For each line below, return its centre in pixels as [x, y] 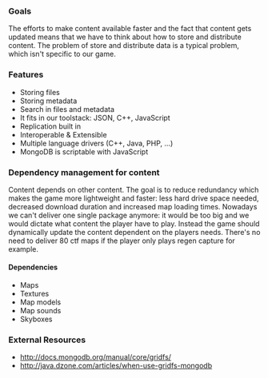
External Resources [47, 340]
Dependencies [33, 267]
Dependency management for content [84, 172]
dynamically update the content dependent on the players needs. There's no [134, 232]
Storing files [40, 92]
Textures [34, 294]
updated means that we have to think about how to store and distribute [125, 37]
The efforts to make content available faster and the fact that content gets [130, 29]
